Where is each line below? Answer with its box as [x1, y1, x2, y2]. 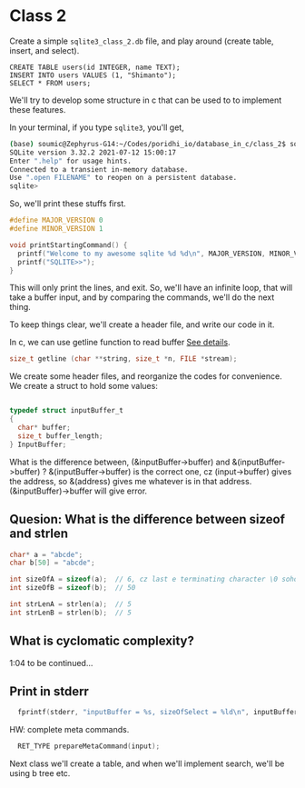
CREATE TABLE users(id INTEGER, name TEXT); [9, 63, 181, 72]
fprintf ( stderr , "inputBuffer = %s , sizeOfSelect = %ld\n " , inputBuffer [17, 708, 299, 717]
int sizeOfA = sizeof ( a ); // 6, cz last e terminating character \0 [9, 574, 279, 584]
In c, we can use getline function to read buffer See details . [9, 337, 231, 348]
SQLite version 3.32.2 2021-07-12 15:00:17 [9, 147, 177, 157]
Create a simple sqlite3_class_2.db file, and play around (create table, [9, 35, 274, 46]
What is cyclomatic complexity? [9, 633, 195, 649]
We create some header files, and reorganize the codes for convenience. [9, 371, 283, 382]
